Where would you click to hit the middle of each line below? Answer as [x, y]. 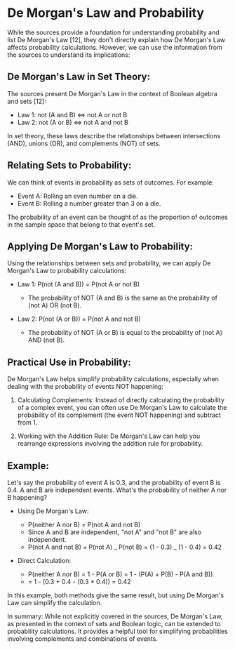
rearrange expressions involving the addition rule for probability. [110, 444]
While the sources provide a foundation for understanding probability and [113, 32]
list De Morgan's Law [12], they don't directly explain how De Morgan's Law [116, 39]
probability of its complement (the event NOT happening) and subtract [119, 415]
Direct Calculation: [44, 561]
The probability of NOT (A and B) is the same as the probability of [122, 298]
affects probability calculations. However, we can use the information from [115, 47]
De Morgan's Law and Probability [106, 13]
